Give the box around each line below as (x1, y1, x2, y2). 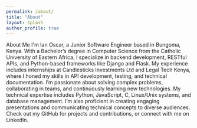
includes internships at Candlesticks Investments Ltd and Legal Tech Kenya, (6, 66, 191, 74)
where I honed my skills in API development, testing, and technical (6, 73, 167, 80)
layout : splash (6, 19, 44, 25)
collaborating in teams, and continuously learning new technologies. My (6, 85, 181, 92)
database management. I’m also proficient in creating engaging (6, 98, 160, 105)
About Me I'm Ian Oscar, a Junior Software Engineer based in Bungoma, (6, 41, 181, 48)
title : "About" (6, 14, 44, 20)
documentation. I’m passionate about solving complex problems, (6, 79, 163, 86)
